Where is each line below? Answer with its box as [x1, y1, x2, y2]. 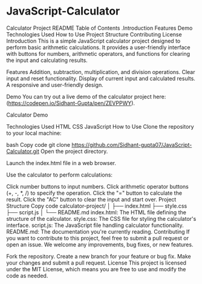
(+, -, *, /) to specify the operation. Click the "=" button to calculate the [6, 189, 183, 197]
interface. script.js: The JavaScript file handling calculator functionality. [6, 221, 184, 229]
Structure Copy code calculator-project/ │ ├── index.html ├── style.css [6, 202, 187, 209]
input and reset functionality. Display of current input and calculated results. [6, 75, 195, 82]
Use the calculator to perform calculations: [6, 171, 113, 178]
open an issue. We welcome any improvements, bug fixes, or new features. [6, 241, 194, 248]
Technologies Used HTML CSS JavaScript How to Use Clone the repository [6, 123, 195, 130]
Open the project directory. [40, 147, 108, 155]
